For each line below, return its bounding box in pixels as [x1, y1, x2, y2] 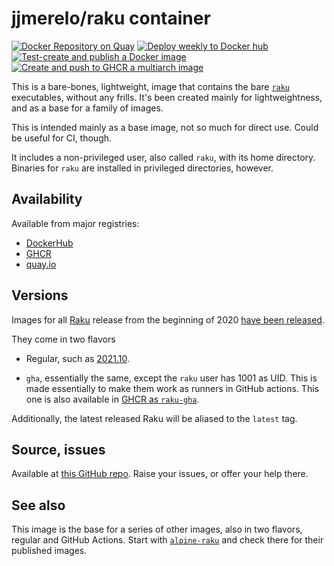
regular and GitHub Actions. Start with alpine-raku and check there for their [11, 534, 324, 546]
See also [11, 497, 66, 514]
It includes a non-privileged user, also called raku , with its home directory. [11, 151, 316, 163]
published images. [11, 545, 88, 557]
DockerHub [25, 237, 74, 249]
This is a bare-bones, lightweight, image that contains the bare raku [11, 80, 291, 92]
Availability [11, 191, 83, 208]
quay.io [25, 258, 57, 270]
